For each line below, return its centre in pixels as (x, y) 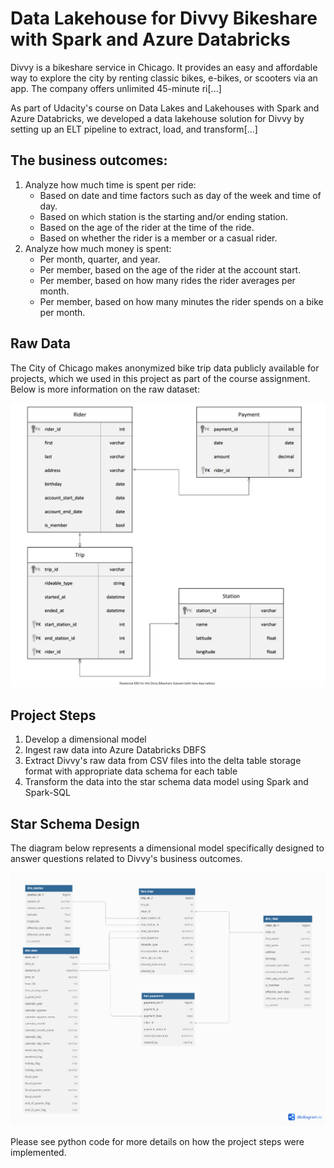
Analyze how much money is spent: (98, 248)
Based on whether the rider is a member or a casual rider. (158, 238)
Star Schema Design (75, 823)
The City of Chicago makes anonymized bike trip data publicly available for (165, 368)
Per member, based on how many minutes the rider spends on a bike (181, 301)
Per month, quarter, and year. (100, 259)
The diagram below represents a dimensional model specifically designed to (167, 848)
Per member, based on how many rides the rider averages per (167, 280)
